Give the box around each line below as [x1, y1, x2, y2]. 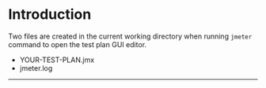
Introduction [8, 5, 92, 24]
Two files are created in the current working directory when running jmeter [8, 31, 253, 41]
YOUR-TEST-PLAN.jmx [19, 55, 95, 64]
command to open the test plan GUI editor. [8, 39, 147, 49]
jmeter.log [19, 63, 53, 72]
